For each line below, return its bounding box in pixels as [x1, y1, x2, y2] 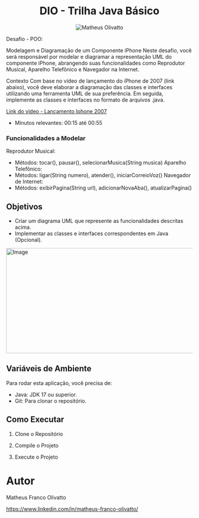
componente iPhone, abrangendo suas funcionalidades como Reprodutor [6, 59, 185, 67]
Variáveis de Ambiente [6, 364, 92, 374]
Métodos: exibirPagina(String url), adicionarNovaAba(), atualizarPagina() [14, 184, 192, 191]
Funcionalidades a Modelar [6, 134, 86, 142]
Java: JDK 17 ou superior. [14, 391, 77, 398]
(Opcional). [14, 236, 43, 244]
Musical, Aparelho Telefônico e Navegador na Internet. [6, 65, 140, 72]
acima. [14, 224, 31, 231]
